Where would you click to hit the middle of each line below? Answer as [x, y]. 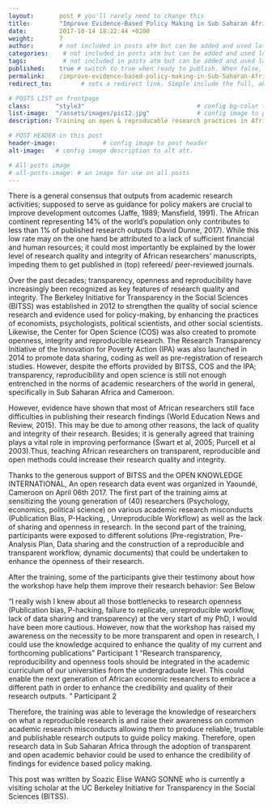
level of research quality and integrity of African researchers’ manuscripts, [133, 256]
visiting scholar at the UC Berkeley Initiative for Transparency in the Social [132, 788]
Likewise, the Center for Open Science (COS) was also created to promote [132, 332]
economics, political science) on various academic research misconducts [131, 510]
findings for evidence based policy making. [80, 763]
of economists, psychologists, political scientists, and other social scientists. [136, 323]
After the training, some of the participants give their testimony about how [132, 577]
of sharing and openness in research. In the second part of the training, [127, 527]
